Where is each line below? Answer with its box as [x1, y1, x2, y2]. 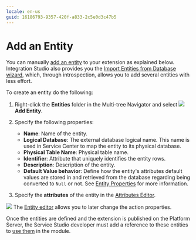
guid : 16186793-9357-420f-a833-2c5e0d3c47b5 [6, 14, 117, 20]
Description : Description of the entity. [23, 161, 116, 168]
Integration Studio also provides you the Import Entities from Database [6, 65, 176, 72]
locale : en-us [6, 8, 41, 15]
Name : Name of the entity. [23, 130, 88, 137]
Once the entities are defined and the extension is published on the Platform [6, 215, 190, 222]
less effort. [6, 78, 32, 85]
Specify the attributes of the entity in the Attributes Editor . [14, 192, 156, 199]
